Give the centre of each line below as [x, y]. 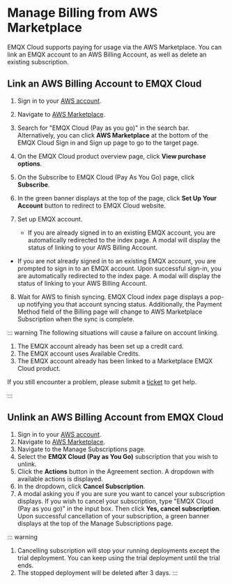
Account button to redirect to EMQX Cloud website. [91, 205]
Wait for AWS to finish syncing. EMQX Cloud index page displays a [113, 297]
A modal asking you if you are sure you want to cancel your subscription [121, 493]
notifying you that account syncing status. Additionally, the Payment [124, 304]
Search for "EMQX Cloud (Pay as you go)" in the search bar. [103, 128]
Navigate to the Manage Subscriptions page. [82, 449]
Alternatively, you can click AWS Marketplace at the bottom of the [113, 135]
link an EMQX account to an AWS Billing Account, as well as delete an [107, 54]
